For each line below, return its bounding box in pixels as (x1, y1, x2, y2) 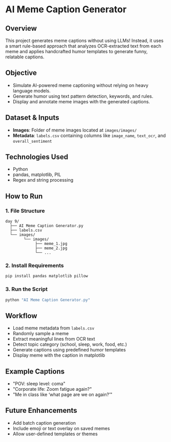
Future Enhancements (5, 406, 78, 415)
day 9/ (5, 219, 19, 224)
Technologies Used (5, 152, 68, 162)
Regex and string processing (12, 177, 74, 183)
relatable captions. (5, 54, 45, 60)
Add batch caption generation (12, 419, 76, 426)
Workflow (5, 311, 37, 320)
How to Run (5, 192, 43, 201)
